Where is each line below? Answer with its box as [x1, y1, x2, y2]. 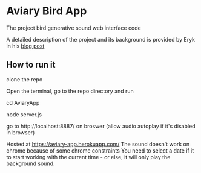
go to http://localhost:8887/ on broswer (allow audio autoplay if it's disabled [6, 122, 196, 130]
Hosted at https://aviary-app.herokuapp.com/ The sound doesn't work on [6, 140, 189, 148]
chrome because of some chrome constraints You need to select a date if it [6, 146, 194, 154]
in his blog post [6, 42, 45, 49]
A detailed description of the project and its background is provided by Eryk [6, 36, 196, 43]
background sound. [6, 160, 55, 167]
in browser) [6, 128, 35, 136]
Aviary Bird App [6, 4, 87, 18]
